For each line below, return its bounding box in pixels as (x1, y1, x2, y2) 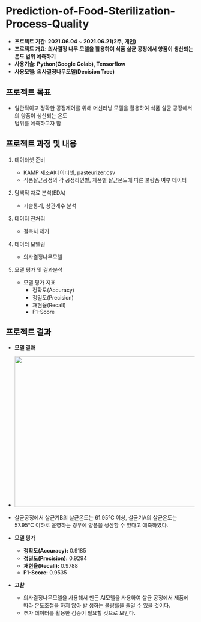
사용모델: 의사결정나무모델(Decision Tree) (14, 68, 115, 75)
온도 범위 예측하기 (14, 52, 56, 60)
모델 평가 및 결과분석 (14, 266, 63, 273)
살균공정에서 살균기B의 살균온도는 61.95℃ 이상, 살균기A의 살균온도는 (14, 514, 178, 521)
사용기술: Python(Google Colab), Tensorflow (14, 60, 126, 68)
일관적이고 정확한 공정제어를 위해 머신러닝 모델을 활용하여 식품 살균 (14, 104, 172, 112)
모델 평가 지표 (23, 278, 56, 286)
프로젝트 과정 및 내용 (5, 139, 77, 149)
